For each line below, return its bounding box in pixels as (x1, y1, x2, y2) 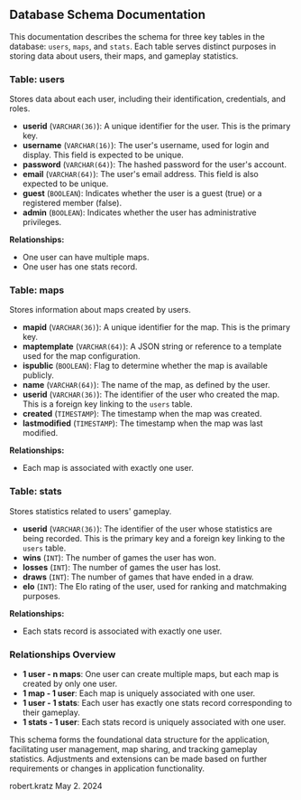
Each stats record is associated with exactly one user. (22, 626, 223, 636)
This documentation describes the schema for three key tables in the (9, 31, 266, 42)
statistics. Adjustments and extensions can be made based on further (9, 754, 268, 764)
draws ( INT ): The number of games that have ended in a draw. (22, 571, 254, 582)
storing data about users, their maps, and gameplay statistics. (9, 50, 239, 61)
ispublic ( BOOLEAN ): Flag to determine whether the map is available (22, 361, 269, 372)
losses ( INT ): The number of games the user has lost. (22, 561, 221, 572)
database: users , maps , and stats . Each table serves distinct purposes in (9, 41, 277, 52)
